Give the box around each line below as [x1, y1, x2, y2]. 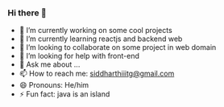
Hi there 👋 [7, 7, 48, 19]
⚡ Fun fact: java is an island [19, 89, 110, 99]
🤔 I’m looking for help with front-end [19, 51, 140, 61]
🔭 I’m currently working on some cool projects [19, 26, 172, 35]
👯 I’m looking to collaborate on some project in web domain [19, 43, 217, 52]
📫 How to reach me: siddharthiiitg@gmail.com [19, 68, 175, 79]
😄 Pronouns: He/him [19, 80, 89, 90]
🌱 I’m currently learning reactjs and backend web [19, 34, 183, 43]
